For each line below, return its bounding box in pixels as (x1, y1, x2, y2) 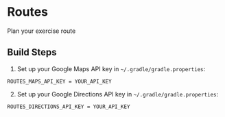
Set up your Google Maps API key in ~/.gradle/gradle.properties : (16, 64, 206, 73)
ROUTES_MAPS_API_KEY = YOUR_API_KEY (7, 78, 112, 85)
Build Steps (7, 47, 57, 58)
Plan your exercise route (7, 27, 76, 35)
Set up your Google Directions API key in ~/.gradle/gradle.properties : (16, 90, 218, 98)
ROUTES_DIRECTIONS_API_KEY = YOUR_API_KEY (7, 103, 130, 110)
